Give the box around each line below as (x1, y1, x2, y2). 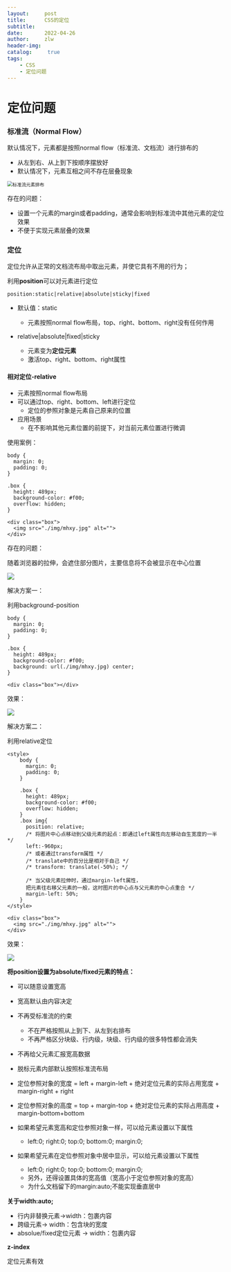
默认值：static (17, 304, 57, 312)
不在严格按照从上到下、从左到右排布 (27, 1026, 131, 1035)
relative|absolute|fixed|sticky (17, 332, 100, 341)
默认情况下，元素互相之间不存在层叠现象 (17, 167, 133, 175)
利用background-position (7, 601, 80, 609)
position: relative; (25, 823, 85, 831)
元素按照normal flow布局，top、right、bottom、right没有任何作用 (27, 319, 214, 327)
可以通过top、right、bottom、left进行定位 (17, 397, 136, 406)
